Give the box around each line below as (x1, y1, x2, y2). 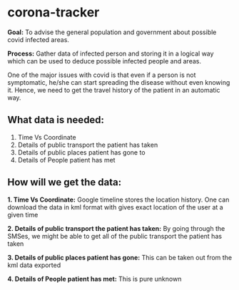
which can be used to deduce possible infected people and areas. (7, 56, 202, 65)
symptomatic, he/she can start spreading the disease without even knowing (7, 78, 230, 86)
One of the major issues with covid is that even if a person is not (7, 71, 196, 79)
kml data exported (7, 261, 61, 269)
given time (7, 210, 39, 219)
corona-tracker (7, 4, 100, 21)
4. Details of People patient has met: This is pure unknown (7, 274, 182, 283)
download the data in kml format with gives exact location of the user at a (7, 202, 223, 211)
